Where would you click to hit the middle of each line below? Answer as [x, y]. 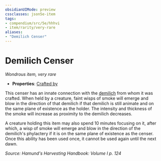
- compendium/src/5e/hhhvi [32, 23]
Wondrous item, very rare [31, 74]
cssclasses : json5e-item [30, 14]
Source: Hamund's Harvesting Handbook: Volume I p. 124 [63, 153]
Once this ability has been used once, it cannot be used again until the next [81, 139]
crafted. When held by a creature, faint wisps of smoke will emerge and [77, 98]
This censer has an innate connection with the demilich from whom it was [79, 93]
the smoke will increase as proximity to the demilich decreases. [69, 114]
